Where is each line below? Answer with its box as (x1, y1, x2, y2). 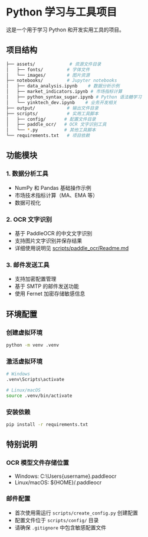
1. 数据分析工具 (6, 170, 49, 178)
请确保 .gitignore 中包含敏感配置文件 (14, 524, 107, 531)
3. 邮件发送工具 (6, 261, 50, 269)
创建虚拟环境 (6, 328, 43, 337)
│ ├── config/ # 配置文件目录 (6, 116, 96, 122)
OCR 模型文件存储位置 (6, 459, 70, 467)
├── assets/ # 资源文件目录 (6, 61, 101, 67)
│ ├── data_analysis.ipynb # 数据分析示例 (6, 83, 120, 89)
